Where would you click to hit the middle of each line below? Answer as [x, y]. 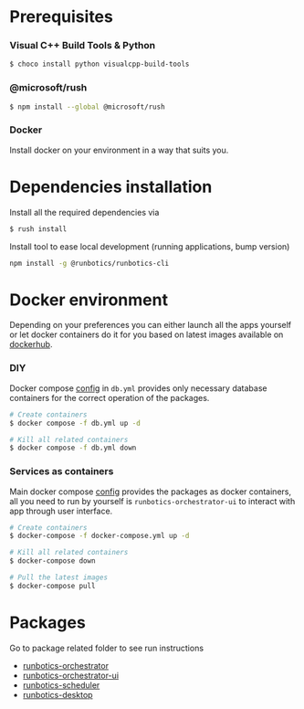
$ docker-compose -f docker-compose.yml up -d [100, 536]
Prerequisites [62, 17]
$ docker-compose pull [52, 586]
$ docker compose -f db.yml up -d [75, 423]
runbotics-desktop [58, 694]
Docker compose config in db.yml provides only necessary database [138, 388]
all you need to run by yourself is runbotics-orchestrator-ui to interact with [152, 501]
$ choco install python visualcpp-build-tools [100, 64]
